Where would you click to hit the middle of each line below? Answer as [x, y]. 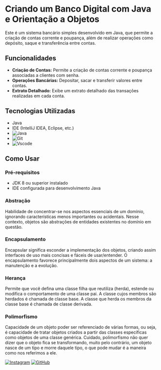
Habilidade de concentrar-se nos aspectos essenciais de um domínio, [75, 211]
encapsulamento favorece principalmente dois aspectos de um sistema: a [79, 260]
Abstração [18, 201]
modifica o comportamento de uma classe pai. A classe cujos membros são [81, 294]
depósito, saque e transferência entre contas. [50, 43]
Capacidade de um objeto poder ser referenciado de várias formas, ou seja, [81, 327]
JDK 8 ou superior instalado [40, 183]
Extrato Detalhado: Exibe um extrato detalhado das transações [75, 90]
